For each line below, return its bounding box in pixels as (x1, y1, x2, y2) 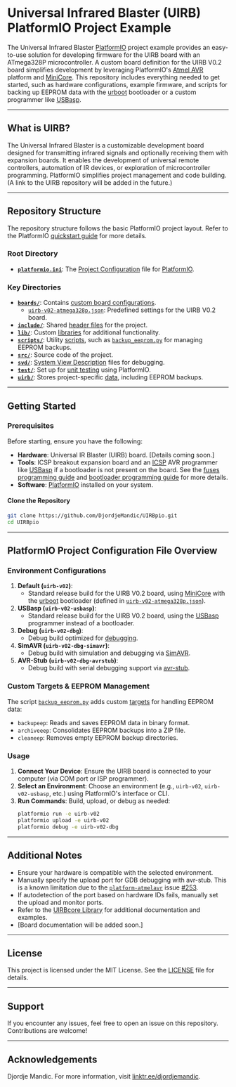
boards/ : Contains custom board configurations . (17, 299, 157, 307)
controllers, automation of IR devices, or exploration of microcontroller (7, 163, 211, 171)
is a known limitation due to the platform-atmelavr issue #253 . (17, 883, 199, 892)
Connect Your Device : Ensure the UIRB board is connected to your (17, 767, 211, 776)
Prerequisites (7, 421, 54, 431)
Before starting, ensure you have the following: (7, 437, 143, 445)
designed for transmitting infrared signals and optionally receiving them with (7, 148, 228, 157)
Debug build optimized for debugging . (27, 634, 138, 642)
